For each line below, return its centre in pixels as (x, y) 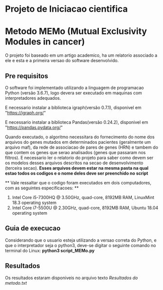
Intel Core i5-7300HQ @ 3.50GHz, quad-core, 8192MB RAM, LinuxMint (83, 197)
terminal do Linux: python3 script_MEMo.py (50, 250)
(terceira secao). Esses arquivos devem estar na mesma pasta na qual (77, 168)
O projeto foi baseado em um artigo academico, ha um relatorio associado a (81, 55)
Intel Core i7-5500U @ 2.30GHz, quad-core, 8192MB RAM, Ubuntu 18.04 (85, 208)
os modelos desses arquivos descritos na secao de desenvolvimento (74, 163)
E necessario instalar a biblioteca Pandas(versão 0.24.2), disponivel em (77, 122)
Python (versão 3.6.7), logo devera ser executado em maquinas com (73, 93)
